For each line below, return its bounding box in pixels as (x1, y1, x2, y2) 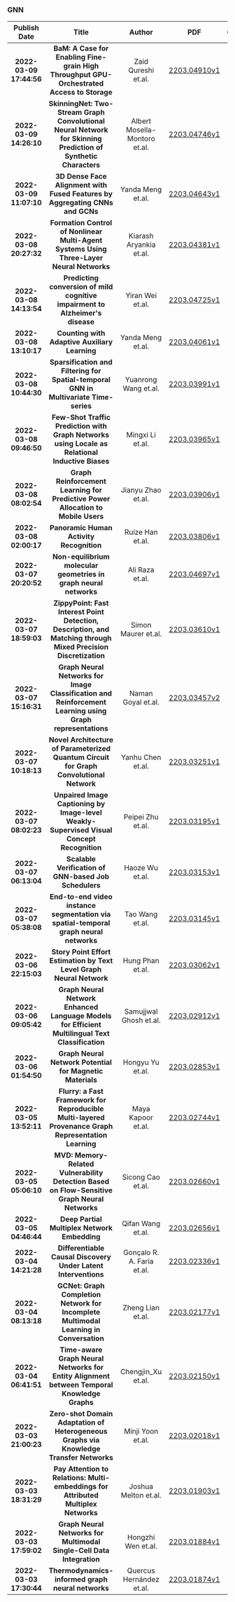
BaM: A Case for (53, 43, 109, 53)
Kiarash (128, 231, 154, 241)
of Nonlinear (59, 226, 103, 236)
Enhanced (64, 1003, 99, 1012)
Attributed (63, 1491, 99, 1500)
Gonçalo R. (123, 1248, 159, 1258)
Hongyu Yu (122, 1057, 159, 1067)
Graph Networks (52, 430, 110, 440)
